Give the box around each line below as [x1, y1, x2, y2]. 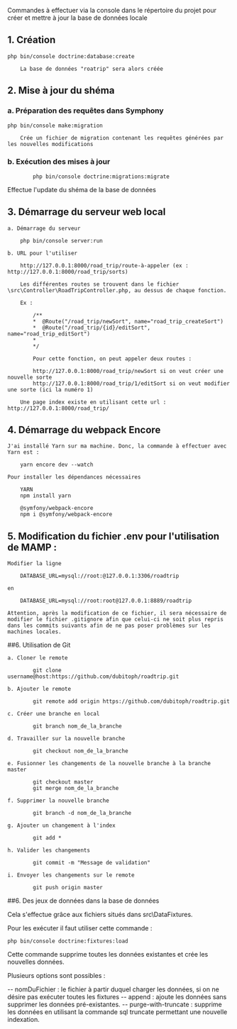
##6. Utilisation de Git [7, 641, 71, 650]
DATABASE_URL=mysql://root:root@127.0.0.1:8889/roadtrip [20, 597, 192, 605]
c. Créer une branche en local [7, 711, 100, 718]
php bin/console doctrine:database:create [7, 52, 135, 60]
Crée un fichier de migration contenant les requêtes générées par [20, 134, 224, 141]
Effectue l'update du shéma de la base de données [7, 185, 156, 194]
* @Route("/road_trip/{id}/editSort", [33, 324, 151, 331]
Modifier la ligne [7, 560, 62, 567]
